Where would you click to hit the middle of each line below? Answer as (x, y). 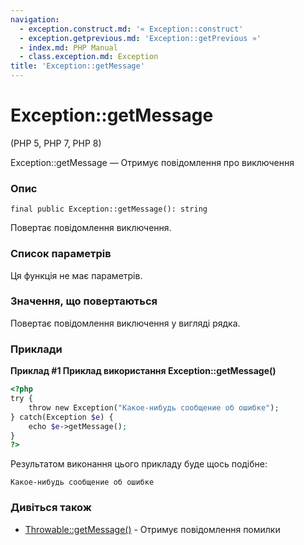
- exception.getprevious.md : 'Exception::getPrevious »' (140, 38)
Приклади (36, 349)
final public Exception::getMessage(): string (109, 209)
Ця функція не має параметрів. (76, 275)
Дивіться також (51, 508)
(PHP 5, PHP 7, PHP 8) (56, 143)
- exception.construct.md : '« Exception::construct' (131, 29)
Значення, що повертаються (84, 301)
